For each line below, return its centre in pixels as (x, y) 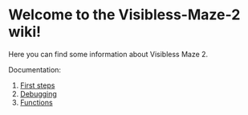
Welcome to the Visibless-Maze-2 (124, 15)
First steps (37, 85)
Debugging (39, 93)
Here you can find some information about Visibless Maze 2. (108, 54)
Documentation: (35, 69)
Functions (37, 102)
